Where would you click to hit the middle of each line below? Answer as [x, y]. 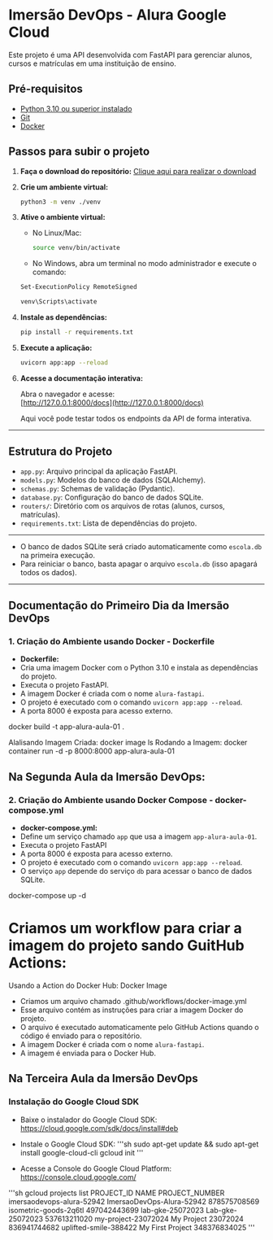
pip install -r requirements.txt [77, 332]
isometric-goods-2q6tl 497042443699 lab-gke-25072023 [106, 1210]
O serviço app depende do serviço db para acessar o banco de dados [136, 871]
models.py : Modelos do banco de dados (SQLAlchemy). [113, 480]
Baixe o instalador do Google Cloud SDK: [89, 1120]
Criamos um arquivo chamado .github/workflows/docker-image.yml [133, 1001]
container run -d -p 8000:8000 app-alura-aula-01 [92, 751]
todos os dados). [48, 572]
